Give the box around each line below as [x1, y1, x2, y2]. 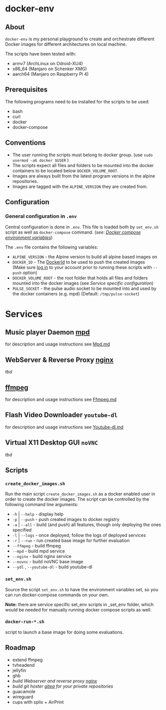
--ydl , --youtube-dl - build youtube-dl [12, 564, 93, 570]
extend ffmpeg [12, 657, 43, 663]
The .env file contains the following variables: [5, 244, 98, 250]
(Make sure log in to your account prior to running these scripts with [12, 265, 152, 270]
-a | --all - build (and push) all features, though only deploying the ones [12, 522, 162, 528]
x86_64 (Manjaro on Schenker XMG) [12, 66, 87, 72]
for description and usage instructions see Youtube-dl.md [5, 424, 124, 430]
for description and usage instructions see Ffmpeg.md [5, 396, 117, 402]
